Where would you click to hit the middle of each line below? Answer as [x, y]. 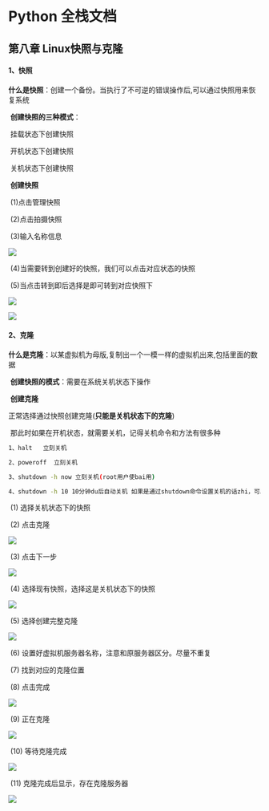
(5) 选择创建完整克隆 [44, 621]
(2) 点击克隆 [30, 525]
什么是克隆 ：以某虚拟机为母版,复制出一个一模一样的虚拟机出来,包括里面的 [130, 355]
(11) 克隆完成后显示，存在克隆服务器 [69, 784]
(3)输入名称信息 [36, 236]
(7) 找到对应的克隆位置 [48, 670]
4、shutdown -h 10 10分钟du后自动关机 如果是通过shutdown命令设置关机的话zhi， [131, 491]
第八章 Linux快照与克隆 [66, 49]
